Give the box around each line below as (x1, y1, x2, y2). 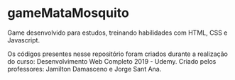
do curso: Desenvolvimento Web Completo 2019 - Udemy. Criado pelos (7, 57, 217, 65)
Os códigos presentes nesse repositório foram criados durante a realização (7, 50, 229, 58)
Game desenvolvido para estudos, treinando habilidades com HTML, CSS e (7, 28, 228, 37)
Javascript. (7, 35, 40, 44)
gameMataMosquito (7, 5, 129, 21)
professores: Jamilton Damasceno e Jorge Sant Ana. (7, 64, 162, 73)
